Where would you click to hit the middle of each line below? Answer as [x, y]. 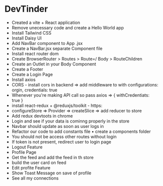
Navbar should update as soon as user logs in [58, 126]
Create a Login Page [32, 74]
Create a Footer [27, 69]
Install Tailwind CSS [31, 33]
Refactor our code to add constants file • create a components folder [81, 131]
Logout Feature [27, 147]
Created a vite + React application [46, 22]
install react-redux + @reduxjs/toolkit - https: [57, 105]
